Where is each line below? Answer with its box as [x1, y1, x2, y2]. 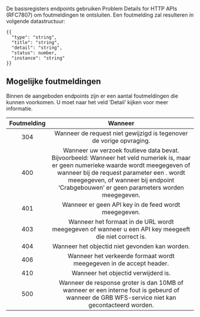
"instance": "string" [11, 55, 65, 61]
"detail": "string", [11, 45, 62, 51]
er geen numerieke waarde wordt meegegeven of [52, 161, 190, 169]
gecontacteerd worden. [88, 300, 154, 309]
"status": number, [11, 50, 58, 56]
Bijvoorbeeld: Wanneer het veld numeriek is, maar [51, 153, 191, 162]
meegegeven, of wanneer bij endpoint [68, 175, 174, 184]
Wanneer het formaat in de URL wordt [68, 217, 174, 225]
